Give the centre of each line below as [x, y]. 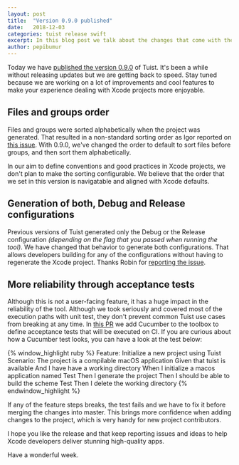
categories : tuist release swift [57, 34]
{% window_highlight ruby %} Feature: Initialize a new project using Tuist [115, 353]
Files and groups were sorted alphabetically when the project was [104, 130]
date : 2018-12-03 [36, 27]
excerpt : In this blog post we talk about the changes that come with [114, 41]
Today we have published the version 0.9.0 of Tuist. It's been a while [108, 67]
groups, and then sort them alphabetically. [69, 152]
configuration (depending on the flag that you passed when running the [113, 239]
